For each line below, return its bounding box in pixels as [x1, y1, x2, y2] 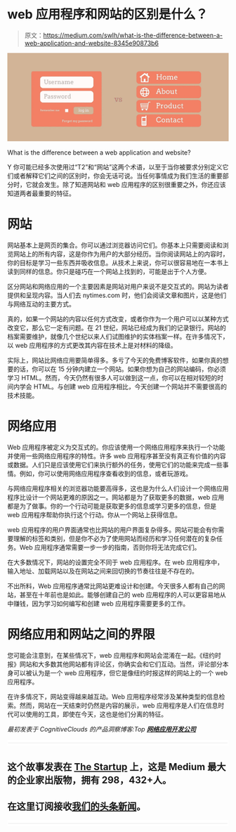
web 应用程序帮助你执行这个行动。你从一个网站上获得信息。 [7, 511, 181, 519]
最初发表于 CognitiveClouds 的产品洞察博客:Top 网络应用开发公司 [7, 725, 197, 734]
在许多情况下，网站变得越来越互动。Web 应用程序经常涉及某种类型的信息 [7, 693, 219, 701]
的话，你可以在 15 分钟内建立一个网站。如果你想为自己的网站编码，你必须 [13, 365, 226, 373]
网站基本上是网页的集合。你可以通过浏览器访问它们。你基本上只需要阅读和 [7, 241, 223, 249]
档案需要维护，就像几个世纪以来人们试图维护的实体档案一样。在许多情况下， [7, 332, 229, 341]
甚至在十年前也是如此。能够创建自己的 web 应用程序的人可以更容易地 [19, 591, 220, 599]
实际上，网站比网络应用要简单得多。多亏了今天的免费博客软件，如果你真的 [7, 356, 223, 365]
